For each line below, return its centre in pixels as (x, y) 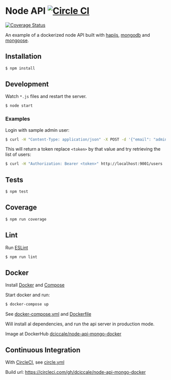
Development (27, 84)
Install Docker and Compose (35, 285)
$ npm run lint (21, 257)
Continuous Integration (43, 350)
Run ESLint (17, 247)
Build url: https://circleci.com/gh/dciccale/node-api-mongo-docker (76, 372)
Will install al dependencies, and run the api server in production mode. (80, 324)
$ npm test (17, 192)
